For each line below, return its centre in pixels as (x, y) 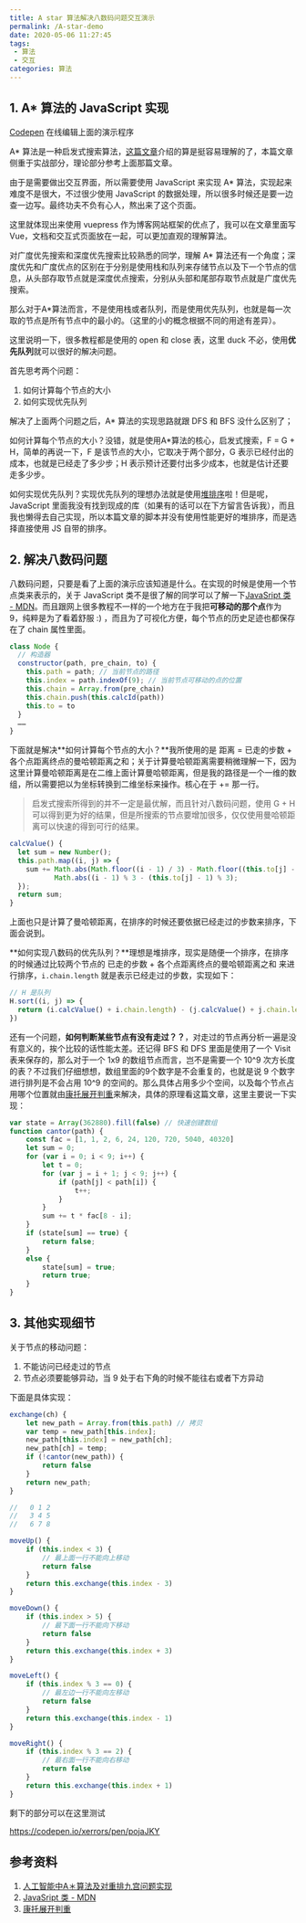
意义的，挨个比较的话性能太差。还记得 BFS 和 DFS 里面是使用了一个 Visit (154, 1048)
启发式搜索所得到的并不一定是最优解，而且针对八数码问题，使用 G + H (163, 804)
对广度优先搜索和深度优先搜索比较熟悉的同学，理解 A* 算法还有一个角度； (149, 255)
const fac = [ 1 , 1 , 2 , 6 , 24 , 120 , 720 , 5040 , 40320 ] (130, 1140)
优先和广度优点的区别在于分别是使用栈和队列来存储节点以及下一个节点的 (153, 267)
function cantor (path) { (56, 1131)
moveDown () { (34, 1609)
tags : (20, 43)
